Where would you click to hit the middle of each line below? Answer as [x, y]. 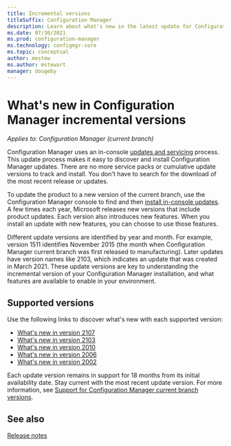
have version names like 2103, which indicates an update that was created [112, 259]
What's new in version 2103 [56, 340]
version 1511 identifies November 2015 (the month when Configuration [106, 244]
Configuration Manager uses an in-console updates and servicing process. [113, 152]
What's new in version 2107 [56, 333]
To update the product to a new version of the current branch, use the [106, 195]
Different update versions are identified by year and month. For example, [110, 237]
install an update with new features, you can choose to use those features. [113, 224]
